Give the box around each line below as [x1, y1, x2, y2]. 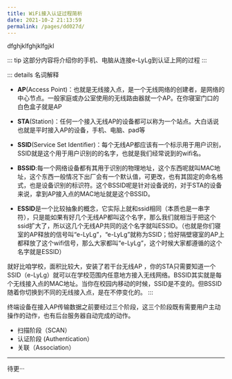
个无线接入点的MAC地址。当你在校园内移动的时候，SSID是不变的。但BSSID [7, 280, 222, 288]
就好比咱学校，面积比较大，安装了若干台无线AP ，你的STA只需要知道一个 [7, 262, 216, 271]
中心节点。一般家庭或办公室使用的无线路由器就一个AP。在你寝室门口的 [17, 94, 220, 102]
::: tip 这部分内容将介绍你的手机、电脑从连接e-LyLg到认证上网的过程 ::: [7, 56, 207, 64]
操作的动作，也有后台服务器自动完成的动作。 [7, 311, 135, 320]
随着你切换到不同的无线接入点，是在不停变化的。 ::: [7, 288, 154, 297]
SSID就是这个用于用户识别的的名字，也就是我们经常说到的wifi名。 [17, 149, 205, 157]
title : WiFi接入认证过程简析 [7, 10, 83, 17]
